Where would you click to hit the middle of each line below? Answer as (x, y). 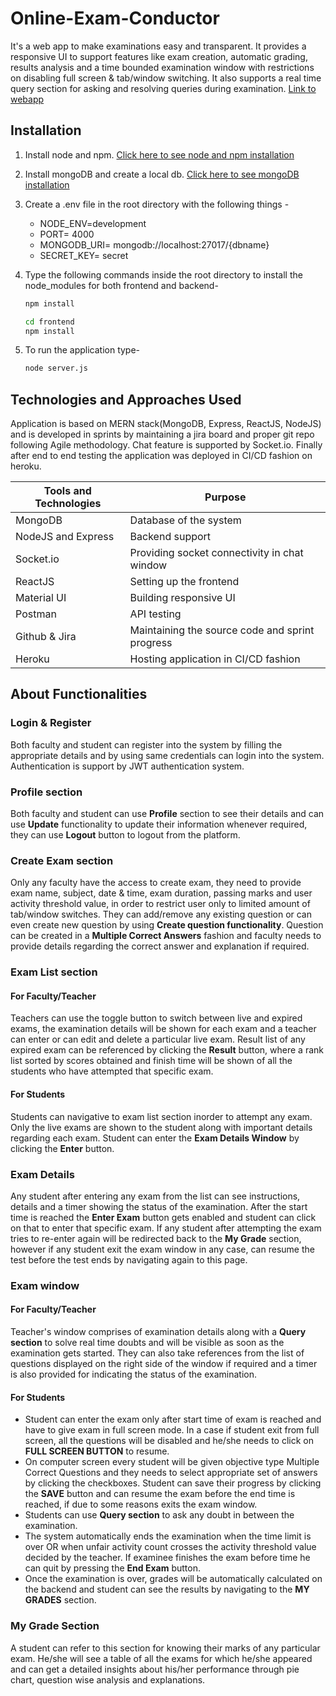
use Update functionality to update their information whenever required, (159, 824)
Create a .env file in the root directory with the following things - (157, 204)
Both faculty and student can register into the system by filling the (146, 744)
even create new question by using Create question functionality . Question (167, 925)
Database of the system (185, 520)
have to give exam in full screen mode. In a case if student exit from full (172, 1430)
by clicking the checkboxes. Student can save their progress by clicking (173, 1483)
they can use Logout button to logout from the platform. (125, 835)
